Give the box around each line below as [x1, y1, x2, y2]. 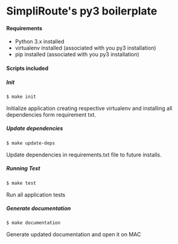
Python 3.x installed [14, 38, 65, 45]
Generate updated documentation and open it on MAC [6, 231, 141, 238]
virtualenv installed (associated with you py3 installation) [14, 44, 156, 52]
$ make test [6, 180, 36, 186]
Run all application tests [6, 191, 66, 198]
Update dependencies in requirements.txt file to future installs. [6, 151, 162, 158]
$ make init [6, 94, 36, 100]
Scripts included [6, 65, 49, 72]
